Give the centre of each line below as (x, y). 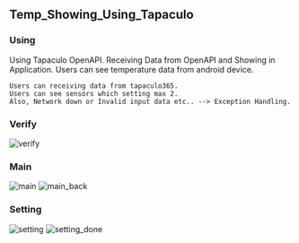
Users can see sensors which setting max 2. (94, 93)
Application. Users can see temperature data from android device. (132, 69)
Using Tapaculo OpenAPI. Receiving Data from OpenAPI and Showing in (142, 60)
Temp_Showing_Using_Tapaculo (102, 15)
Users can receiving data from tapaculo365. (94, 86)
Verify (23, 124)
